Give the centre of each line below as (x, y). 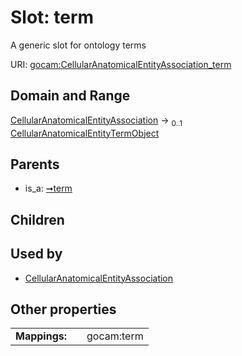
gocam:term (115, 336)
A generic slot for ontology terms (78, 45)
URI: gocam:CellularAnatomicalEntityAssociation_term (121, 64)
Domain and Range (70, 96)
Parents (35, 164)
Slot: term (52, 17)
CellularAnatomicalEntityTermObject (85, 133)
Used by (36, 254)
